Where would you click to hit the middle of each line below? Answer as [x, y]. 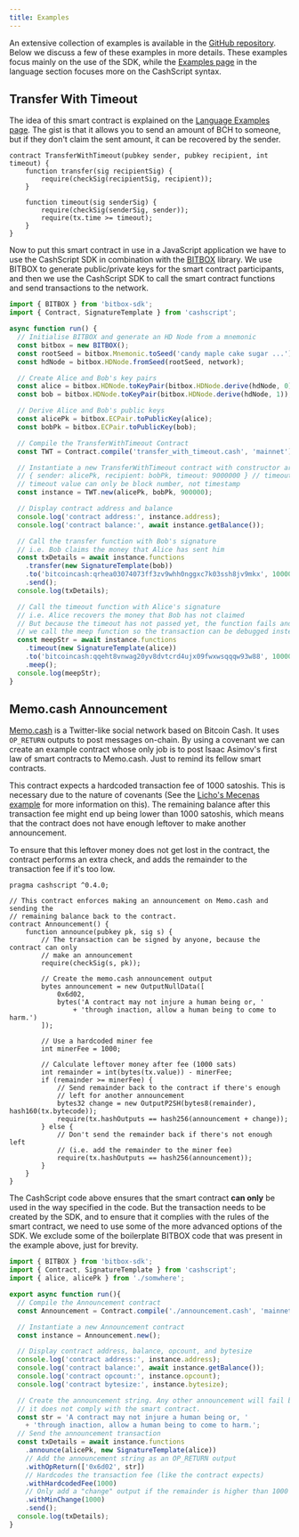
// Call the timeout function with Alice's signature [119, 606]
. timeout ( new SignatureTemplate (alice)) [101, 648]
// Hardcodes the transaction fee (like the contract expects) [145, 1475]
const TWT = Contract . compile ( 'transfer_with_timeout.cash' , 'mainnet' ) [155, 451]
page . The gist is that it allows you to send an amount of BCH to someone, [145, 130]
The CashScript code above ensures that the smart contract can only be [142, 1198]
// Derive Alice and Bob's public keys [91, 411]
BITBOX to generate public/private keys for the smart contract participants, [147, 269]
